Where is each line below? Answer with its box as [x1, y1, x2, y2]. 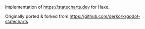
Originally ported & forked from [5, 14, 69, 19]
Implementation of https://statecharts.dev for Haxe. [5, 4, 110, 10]
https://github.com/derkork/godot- [69, 14, 141, 19]
